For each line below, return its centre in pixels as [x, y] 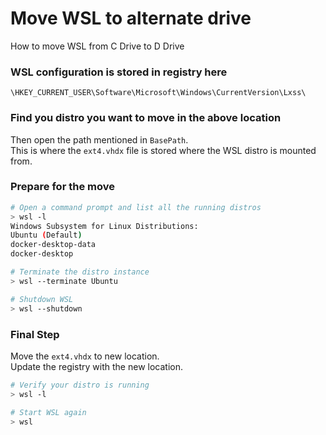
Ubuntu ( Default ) [46, 235]
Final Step [35, 334]
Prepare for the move [62, 187]
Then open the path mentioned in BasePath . [99, 139]
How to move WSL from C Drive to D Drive [97, 46]
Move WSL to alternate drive [131, 18]
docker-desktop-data [53, 245]
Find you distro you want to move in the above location [146, 118]
